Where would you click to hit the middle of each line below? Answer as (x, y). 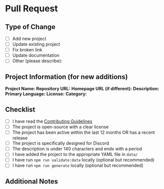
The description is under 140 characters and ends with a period (77, 149)
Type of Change (30, 27)
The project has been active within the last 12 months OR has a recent (83, 132)
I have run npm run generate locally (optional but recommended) (78, 165)
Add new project (29, 38)
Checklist (20, 109)
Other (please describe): (37, 61)
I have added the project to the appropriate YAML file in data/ (75, 154)
